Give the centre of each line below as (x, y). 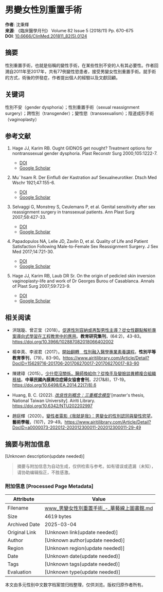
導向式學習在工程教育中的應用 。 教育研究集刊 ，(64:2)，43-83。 (80, 336)
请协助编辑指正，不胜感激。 (45, 472)
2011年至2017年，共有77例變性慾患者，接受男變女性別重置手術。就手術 (85, 71)
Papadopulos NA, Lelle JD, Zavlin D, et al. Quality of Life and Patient (80, 241)
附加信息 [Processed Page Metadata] (49, 486)
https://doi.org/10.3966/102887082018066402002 (63, 342)
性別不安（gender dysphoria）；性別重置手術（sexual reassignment (72, 107)
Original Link (22, 532)
